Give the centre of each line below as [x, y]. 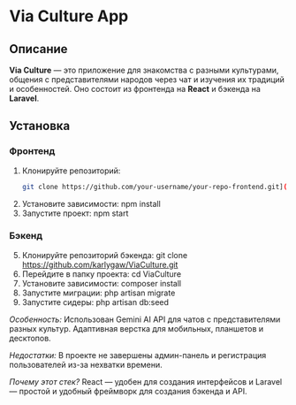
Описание [38, 49]
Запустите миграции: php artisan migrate [99, 293]
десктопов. [30, 338]
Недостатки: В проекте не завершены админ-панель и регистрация [138, 355]
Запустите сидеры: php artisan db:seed [95, 302]
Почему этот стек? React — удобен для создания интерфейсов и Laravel [146, 381]
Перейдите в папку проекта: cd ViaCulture [102, 274]
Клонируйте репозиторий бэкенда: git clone [105, 255]
